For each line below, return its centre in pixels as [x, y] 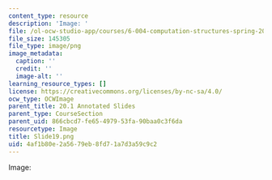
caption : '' [36, 62]
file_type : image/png [45, 46]
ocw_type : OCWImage [41, 99]
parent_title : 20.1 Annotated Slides [72, 106]
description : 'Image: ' [49, 24]
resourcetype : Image [43, 129]
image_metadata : [36, 54]
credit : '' [34, 69]
